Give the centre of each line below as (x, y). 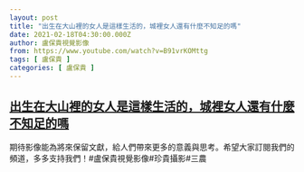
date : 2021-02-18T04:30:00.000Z (70, 34)
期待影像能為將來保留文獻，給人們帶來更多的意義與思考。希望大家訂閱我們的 (152, 147)
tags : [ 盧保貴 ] (40, 59)
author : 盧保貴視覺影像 (49, 43)
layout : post (34, 18)
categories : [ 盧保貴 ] (52, 68)
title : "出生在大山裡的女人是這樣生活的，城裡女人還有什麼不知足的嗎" (125, 26)
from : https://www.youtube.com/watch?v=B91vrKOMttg (109, 51)
